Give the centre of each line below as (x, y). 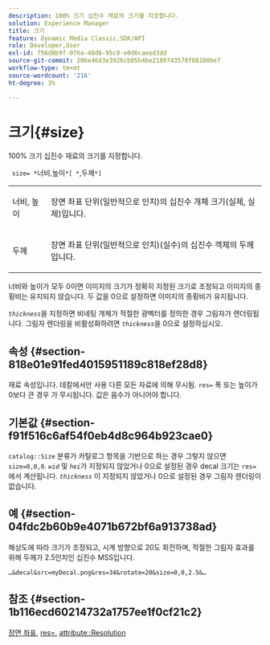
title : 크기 (27, 31)
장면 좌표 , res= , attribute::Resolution (67, 632)
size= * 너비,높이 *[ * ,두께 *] (57, 173)
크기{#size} (47, 132)
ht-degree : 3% (32, 83)
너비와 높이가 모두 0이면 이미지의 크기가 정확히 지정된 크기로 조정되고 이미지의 (131, 287)
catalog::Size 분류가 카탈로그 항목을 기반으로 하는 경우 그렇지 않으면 (117, 456)
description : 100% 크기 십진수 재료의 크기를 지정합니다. (94, 16)
